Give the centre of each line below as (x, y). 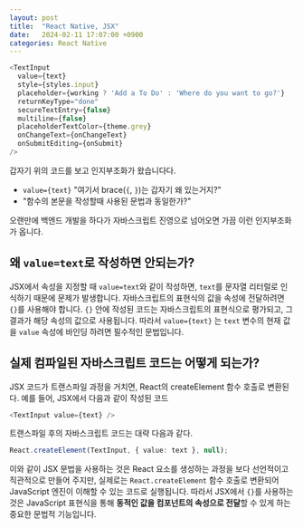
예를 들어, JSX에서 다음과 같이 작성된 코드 (95, 398)
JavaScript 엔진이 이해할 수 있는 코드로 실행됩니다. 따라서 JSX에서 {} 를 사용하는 (151, 492)
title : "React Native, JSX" (64, 26)
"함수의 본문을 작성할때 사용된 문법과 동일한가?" (107, 201)
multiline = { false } (52, 119)
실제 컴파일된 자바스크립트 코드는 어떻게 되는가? (135, 363)
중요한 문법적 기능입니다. (53, 514)
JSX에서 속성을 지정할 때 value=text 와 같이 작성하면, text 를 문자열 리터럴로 (144, 286)
